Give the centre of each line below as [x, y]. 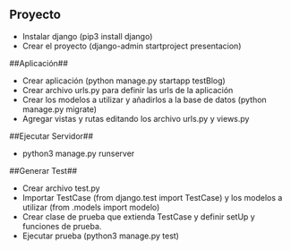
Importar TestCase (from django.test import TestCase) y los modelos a [152, 197]
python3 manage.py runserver [78, 153]
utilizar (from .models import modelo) [91, 207]
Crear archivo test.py [61, 188]
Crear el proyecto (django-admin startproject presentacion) [132, 46]
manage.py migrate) [59, 109]
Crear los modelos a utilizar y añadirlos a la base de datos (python [144, 99]
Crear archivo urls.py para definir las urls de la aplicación [128, 90]
